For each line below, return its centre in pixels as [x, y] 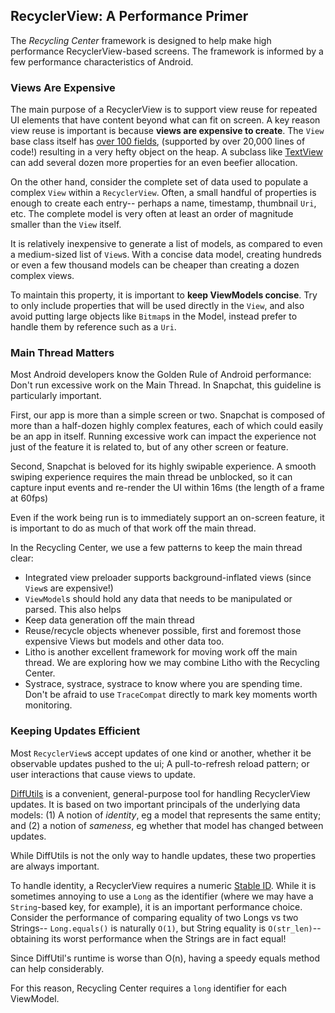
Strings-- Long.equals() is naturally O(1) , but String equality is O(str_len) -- [166, 928]
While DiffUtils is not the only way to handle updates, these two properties [163, 855]
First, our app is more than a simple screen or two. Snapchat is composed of [168, 415]
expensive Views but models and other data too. [124, 641]
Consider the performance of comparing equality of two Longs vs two [154, 917]
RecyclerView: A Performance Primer [129, 16]
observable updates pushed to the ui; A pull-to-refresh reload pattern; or [160, 763]
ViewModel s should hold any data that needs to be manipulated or [158, 599]
